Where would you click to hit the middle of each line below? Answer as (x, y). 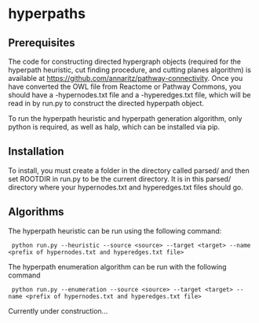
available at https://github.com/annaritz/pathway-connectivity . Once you (126, 78)
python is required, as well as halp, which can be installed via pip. (114, 127)
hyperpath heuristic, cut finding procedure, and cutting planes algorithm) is (129, 70)
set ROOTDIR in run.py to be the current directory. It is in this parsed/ (120, 178)
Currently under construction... (58, 310)
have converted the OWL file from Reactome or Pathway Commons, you (125, 86)
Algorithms (36, 212)
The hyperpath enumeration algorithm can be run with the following (117, 266)
